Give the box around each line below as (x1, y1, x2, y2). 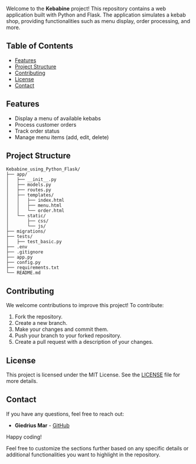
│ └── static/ (6, 213, 46, 219)
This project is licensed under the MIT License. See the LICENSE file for (6, 371, 181, 378)
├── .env (6, 244, 28, 250)
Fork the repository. (14, 313, 63, 320)
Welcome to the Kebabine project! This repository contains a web (6, 5, 166, 12)
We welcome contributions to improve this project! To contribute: (6, 302, 164, 309)
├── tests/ (6, 234, 33, 240)
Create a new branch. (14, 320, 68, 327)
